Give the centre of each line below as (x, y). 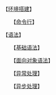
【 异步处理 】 (28, 86)
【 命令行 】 (25, 22)
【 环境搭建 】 (19, 9)
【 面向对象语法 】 (33, 60)
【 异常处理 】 (28, 73)
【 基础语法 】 (28, 47)
